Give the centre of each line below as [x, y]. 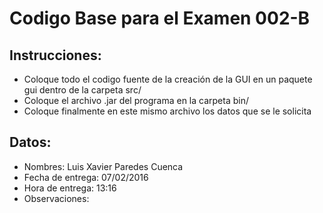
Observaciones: [56, 198]
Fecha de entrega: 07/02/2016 [86, 177]
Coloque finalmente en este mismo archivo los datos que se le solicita [167, 111]
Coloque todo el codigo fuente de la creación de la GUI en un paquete [168, 79]
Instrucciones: [55, 55]
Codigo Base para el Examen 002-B [160, 18]
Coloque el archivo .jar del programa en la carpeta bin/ [136, 100]
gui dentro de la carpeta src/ [82, 90]
